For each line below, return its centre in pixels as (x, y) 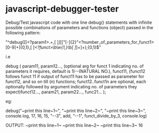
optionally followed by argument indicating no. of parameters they (71, 86)
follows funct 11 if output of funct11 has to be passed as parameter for (75, 76)
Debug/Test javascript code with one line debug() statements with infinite (79, 22)
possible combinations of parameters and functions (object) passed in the (79, 27)
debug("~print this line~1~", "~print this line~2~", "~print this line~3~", (76, 111)
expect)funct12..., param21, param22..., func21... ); (56, 92)
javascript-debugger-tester (62, 9)
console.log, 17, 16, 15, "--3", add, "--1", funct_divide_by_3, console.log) (76, 116)
